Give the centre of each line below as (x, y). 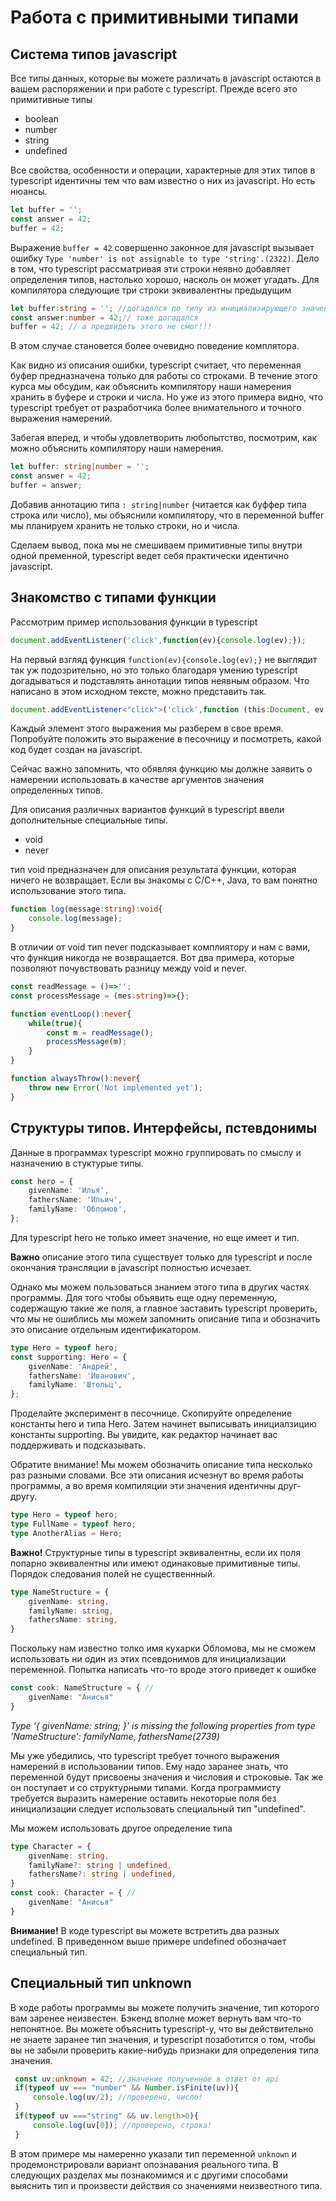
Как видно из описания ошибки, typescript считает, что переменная (156, 365)
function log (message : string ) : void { (86, 909)
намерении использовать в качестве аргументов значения (137, 780)
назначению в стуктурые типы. (77, 1163)
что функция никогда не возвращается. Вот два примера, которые (152, 958)
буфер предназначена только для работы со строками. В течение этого (164, 376)
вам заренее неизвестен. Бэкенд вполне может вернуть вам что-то (156, 2018)
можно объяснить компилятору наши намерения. (117, 448)
